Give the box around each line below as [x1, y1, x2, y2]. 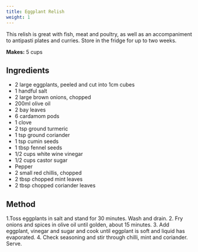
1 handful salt [14, 87, 47, 95]
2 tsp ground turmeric [14, 125, 69, 132]
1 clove [14, 119, 32, 126]
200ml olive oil [14, 100, 51, 107]
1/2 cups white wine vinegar [14, 151, 83, 158]
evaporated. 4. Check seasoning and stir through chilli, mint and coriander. [6, 234, 188, 241]
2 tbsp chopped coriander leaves [14, 182, 96, 189]
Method [6, 199, 36, 209]
